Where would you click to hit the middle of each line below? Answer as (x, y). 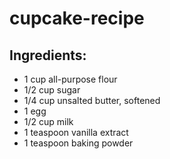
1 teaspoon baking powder (78, 143)
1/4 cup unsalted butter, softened (92, 100)
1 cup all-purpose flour (70, 79)
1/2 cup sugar (52, 90)
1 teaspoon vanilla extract (76, 132)
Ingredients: (48, 55)
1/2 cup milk (48, 121)
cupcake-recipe (77, 18)
